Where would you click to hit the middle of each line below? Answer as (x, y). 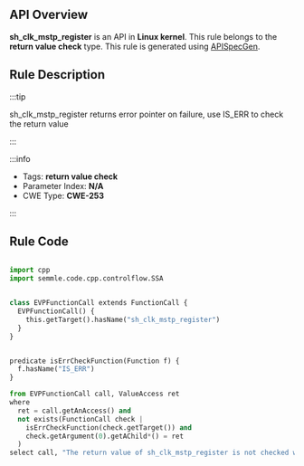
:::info (20, 158)
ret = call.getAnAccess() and (74, 411)
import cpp (30, 271)
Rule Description (57, 75)
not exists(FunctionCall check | (81, 419)
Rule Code (39, 242)
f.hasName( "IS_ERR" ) (56, 369)
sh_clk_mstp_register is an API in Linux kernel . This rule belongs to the (143, 36)
